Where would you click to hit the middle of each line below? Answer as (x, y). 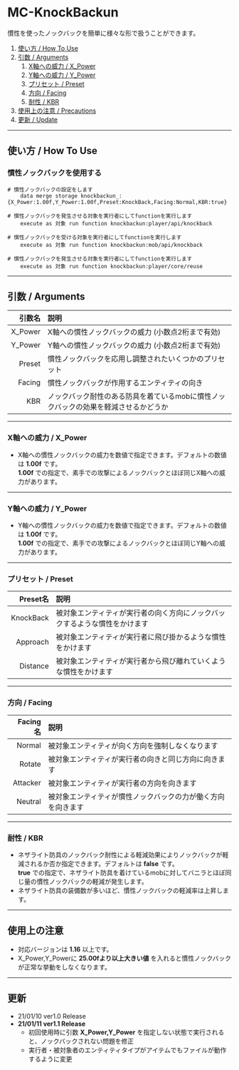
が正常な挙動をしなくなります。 (64, 967)
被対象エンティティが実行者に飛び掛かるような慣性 (141, 637)
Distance (34, 666)
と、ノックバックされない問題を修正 (81, 1041)
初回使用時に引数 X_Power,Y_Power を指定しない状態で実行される (126, 1032)
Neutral (29, 801)
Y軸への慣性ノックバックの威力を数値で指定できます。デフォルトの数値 (122, 526)
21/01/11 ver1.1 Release (52, 1024)
